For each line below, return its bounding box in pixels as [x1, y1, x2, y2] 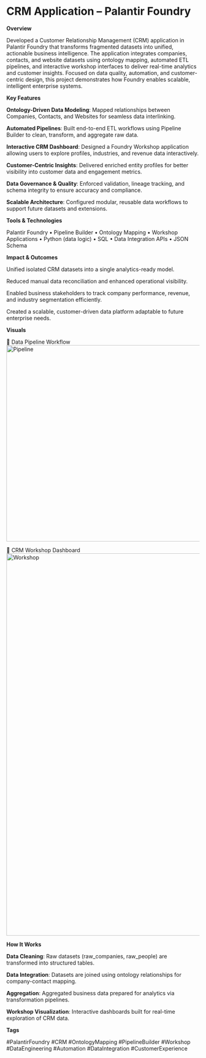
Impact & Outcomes [6, 253, 58, 261]
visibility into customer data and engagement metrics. [6, 168, 142, 175]
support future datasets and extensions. [6, 205, 108, 212]
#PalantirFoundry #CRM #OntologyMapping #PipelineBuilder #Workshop [6, 1038, 191, 1046]
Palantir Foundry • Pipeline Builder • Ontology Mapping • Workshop [6, 229, 178, 236]
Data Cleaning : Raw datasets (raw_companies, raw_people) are [6, 952, 167, 960]
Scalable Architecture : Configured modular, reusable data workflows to [6, 198, 188, 205]
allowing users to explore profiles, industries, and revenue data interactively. [6, 149, 199, 157]
